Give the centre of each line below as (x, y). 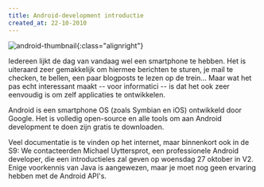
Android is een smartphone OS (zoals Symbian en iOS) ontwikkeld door (125, 110)
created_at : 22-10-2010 (48, 23)
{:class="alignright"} (110, 45)
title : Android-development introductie (76, 15)
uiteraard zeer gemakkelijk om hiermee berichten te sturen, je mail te (120, 69)
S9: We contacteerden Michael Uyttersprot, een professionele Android (124, 151)
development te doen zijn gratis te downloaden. (86, 127)
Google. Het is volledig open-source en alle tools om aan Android (115, 118)
